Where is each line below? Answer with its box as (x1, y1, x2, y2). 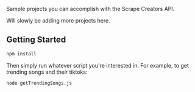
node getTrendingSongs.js (6, 80, 72, 86)
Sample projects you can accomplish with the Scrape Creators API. (6, 5, 175, 12)
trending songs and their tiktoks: (6, 68, 88, 76)
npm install (6, 51, 37, 57)
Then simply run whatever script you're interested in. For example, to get (6, 62, 189, 69)
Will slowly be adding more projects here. (6, 17, 111, 24)
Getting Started (6, 35, 66, 45)
